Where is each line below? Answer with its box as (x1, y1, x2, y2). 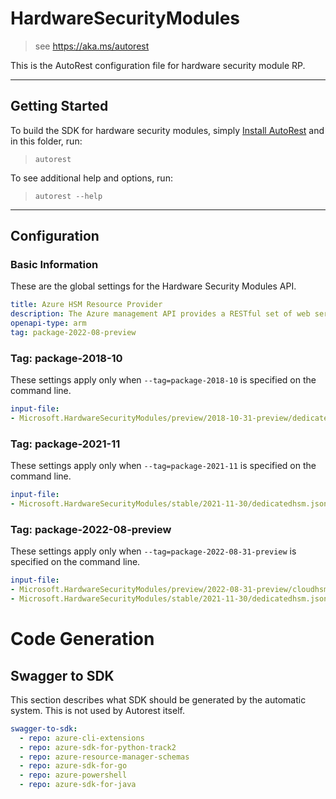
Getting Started (10, 98, 109, 115)
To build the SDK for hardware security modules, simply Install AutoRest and (10, 124, 325, 136)
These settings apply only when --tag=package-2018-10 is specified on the (10, 374, 317, 386)
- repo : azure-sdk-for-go (19, 761, 128, 771)
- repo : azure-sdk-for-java (19, 780, 137, 790)
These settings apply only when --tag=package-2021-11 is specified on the (10, 460, 317, 472)
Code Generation (10, 628, 155, 651)
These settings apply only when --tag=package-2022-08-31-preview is (10, 545, 297, 557)
